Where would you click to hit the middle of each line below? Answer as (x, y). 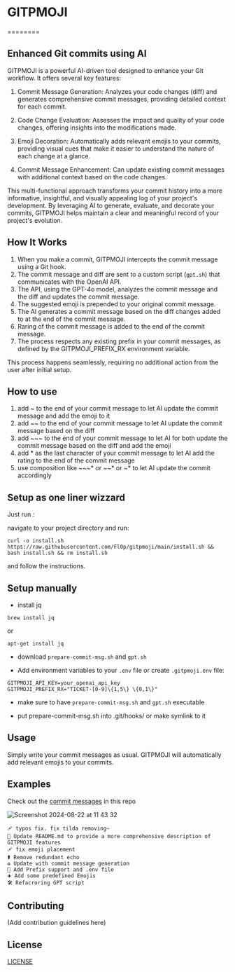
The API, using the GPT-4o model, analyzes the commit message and (117, 289)
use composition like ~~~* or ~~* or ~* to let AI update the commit (114, 468)
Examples (29, 785)
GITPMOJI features (34, 842)
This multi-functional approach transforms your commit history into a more (115, 191)
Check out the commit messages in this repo (72, 801)
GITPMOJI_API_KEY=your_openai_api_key (64, 683)
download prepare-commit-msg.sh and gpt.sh (82, 657)
